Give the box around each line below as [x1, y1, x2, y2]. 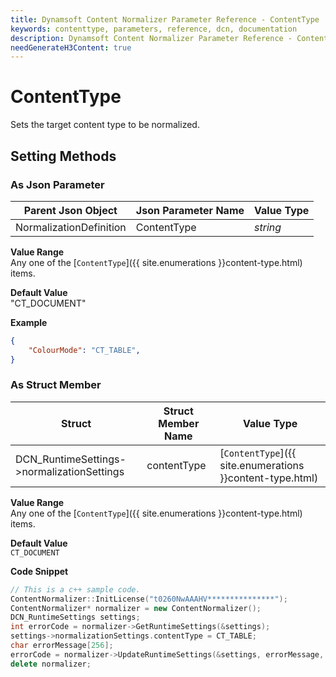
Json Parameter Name [135, 203, 245, 217]
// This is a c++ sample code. [10, 584, 141, 595]
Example [10, 316, 48, 328]
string [254, 220, 282, 234]
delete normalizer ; [10, 659, 92, 669]
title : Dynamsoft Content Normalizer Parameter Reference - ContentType [10, 14, 320, 25]
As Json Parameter [10, 177, 105, 191]
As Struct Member [10, 378, 102, 392]
